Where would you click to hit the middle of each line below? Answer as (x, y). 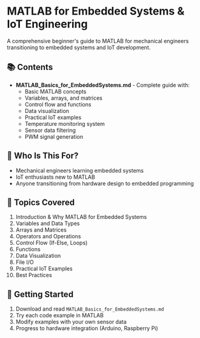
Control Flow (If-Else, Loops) (52, 243)
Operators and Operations (48, 236)
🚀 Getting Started (40, 294)
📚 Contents (30, 67)
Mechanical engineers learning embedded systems (80, 170)
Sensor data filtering (50, 130)
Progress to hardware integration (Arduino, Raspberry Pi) (87, 328)
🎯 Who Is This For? (43, 156)
